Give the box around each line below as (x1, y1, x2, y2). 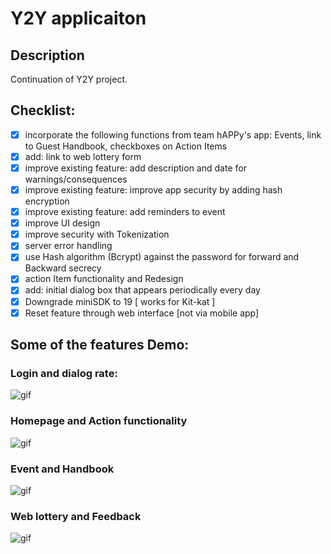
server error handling (24, 240, 113, 252)
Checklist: (10, 102, 76, 119)
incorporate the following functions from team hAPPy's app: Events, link (24, 128, 322, 141)
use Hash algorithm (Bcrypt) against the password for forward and (24, 251, 300, 263)
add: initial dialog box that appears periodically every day (24, 284, 261, 296)
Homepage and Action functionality (10, 414, 188, 428)
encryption (24, 195, 70, 207)
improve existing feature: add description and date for (24, 162, 247, 174)
